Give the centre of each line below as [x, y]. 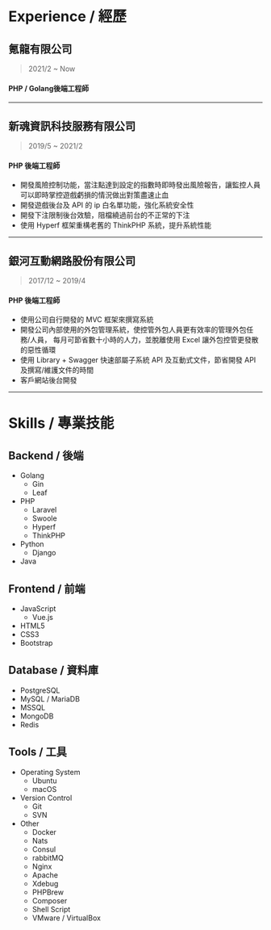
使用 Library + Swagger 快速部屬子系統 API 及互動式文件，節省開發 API [138, 360]
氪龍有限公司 [40, 49]
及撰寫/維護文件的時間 [57, 370]
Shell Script [51, 909]
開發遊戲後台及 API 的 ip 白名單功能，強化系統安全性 [107, 205]
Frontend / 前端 [47, 589]
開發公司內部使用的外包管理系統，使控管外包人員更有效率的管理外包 [133, 330]
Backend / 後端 [46, 456]
